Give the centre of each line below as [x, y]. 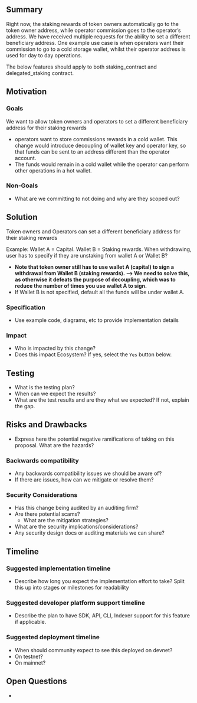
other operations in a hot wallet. [53, 170]
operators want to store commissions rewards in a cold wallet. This [96, 139]
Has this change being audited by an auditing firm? [76, 508]
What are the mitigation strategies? [66, 520]
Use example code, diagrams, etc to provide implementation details [96, 320]
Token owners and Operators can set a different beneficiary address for [93, 231]
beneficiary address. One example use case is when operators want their [95, 43]
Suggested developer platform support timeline [76, 603]
